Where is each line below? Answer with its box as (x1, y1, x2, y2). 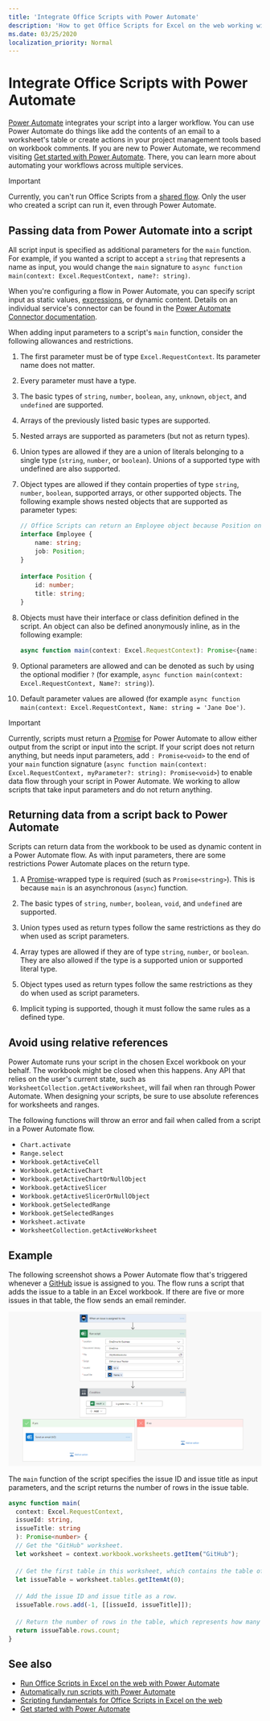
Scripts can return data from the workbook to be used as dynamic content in (8, 842, 262, 852)
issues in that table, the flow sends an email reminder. (8, 1296, 186, 1306)
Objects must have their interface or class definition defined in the (19, 613, 239, 622)
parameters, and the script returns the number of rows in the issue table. (8, 1482, 249, 1492)
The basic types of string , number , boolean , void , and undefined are (19, 898, 243, 909)
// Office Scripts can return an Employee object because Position (19, 522, 251, 530)
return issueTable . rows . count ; (15, 1626, 121, 1634)
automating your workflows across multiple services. (8, 161, 183, 171)
